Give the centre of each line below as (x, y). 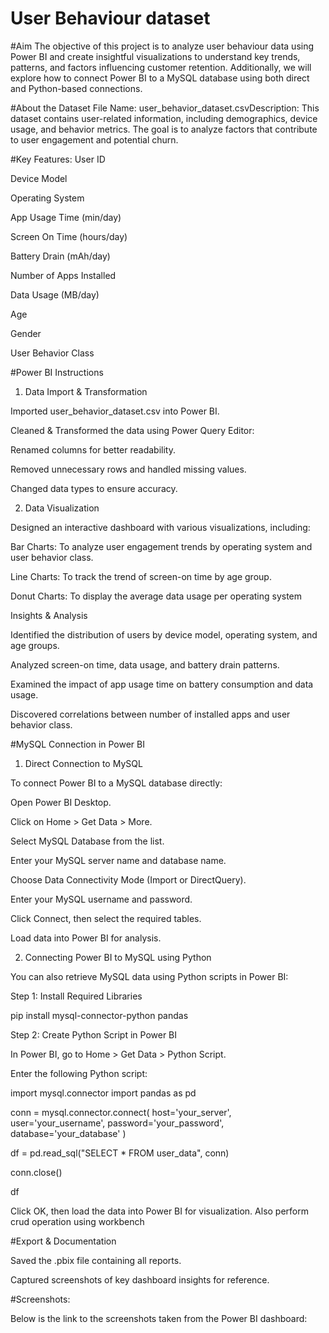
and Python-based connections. (76, 88)
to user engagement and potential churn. (94, 139)
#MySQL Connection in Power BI (77, 744)
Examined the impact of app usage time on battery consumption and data (162, 684)
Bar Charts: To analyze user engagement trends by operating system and (161, 546)
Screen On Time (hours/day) (69, 236)
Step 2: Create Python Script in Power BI (94, 1034)
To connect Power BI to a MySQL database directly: (116, 783)
